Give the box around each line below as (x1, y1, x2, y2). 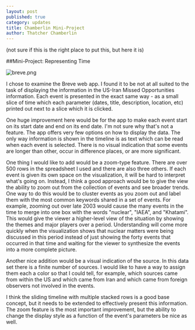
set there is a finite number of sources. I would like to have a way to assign (6, 264, 186, 271)
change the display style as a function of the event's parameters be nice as (6, 312, 187, 319)
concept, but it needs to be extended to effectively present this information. (6, 300, 188, 307)
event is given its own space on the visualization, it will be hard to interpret (6, 171, 186, 178)
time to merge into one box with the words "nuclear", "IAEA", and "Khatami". (6, 209, 189, 216)
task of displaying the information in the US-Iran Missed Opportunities (6, 87, 175, 94)
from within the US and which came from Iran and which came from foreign (6, 276, 188, 283)
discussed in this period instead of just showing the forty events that (6, 233, 171, 240)
